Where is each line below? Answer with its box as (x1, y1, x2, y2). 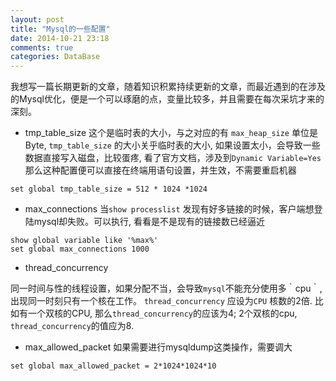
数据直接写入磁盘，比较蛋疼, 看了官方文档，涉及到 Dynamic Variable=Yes (24, 152, 322, 164)
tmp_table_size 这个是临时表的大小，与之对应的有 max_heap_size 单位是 (24, 127, 318, 139)
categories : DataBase (10, 52, 101, 62)
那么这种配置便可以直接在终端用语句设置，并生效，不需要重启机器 (24, 164, 297, 176)
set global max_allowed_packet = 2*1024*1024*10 (10, 361, 217, 371)
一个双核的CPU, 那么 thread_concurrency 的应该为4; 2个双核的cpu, (27, 307, 298, 320)
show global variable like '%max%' (10, 236, 159, 246)
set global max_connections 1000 (10, 244, 150, 255)
